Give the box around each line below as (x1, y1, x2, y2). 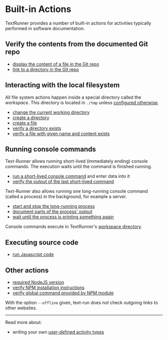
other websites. (5, 305, 37, 311)
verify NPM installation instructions (12, 284, 85, 290)
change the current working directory (12, 109, 90, 115)
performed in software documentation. (5, 25, 85, 31)
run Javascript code (12, 251, 54, 257)
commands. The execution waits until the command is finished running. (5, 164, 152, 170)
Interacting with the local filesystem (5, 81, 120, 90)
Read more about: (5, 319, 42, 325)
